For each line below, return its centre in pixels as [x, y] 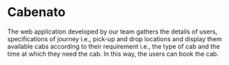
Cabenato [37, 12]
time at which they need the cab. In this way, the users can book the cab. [113, 54]
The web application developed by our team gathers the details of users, [112, 31]
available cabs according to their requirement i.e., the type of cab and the [113, 46]
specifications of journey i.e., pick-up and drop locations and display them [115, 38]
